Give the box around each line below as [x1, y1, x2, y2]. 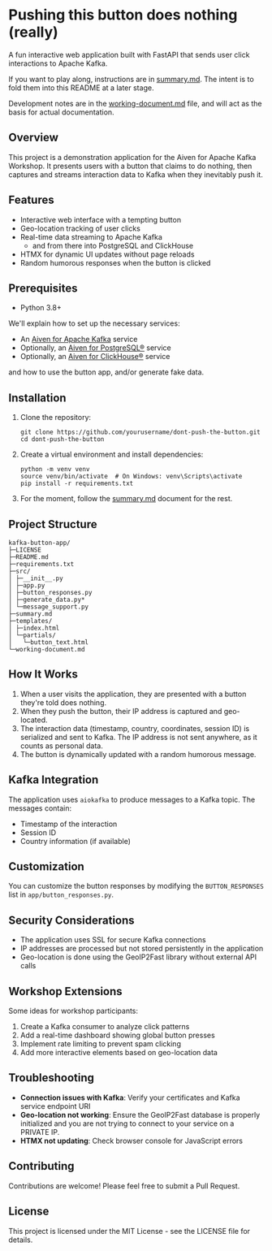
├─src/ [8, 567, 31, 575]
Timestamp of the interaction [19, 819, 118, 829]
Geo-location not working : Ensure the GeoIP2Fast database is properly [19, 1110, 261, 1119]
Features [8, 193, 54, 207]
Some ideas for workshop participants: [8, 1006, 139, 1016]
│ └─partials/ [8, 631, 57, 639]
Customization [8, 859, 85, 874]
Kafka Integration [8, 773, 99, 787]
